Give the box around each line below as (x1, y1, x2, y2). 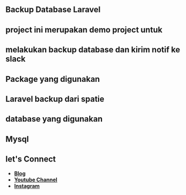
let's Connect (5, 154, 56, 164)
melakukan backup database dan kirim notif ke (5, 45, 180, 55)
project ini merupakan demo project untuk (5, 25, 163, 35)
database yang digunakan (5, 114, 103, 124)
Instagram (13, 182, 40, 189)
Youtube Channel (13, 176, 58, 183)
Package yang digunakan (5, 74, 100, 84)
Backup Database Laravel (5, 5, 101, 15)
